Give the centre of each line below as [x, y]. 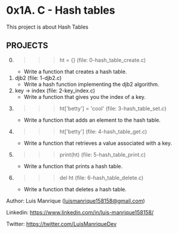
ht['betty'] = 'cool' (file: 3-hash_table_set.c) [113, 108]
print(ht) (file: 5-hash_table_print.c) [103, 154]
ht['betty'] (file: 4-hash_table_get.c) [103, 131]
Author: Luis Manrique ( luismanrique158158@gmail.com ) [76, 201]
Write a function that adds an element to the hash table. [92, 120]
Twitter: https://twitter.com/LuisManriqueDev [62, 223]
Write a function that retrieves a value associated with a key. [98, 143]
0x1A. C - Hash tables [61, 10]
